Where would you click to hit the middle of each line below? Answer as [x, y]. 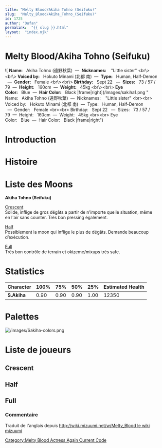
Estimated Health [124, 287]
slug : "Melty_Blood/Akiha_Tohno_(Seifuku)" [51, 14]
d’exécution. [17, 237]
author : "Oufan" [21, 23]
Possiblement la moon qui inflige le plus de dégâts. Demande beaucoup [77, 232]
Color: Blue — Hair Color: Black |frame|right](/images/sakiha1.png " [77, 92]
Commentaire [21, 415]
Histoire [21, 162]
